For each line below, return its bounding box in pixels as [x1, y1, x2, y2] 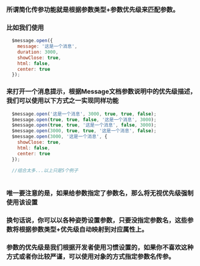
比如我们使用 [6, 23, 45, 32]
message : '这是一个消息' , [17, 43, 77, 50]
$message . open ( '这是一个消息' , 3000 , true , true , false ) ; [12, 111, 157, 117]
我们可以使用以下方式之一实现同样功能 [6, 97, 119, 105]
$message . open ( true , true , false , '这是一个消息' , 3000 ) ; [12, 116, 157, 123]
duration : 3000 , [17, 49, 59, 55]
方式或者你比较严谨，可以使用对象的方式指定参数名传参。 [6, 252, 175, 260]
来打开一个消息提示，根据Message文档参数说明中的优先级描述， [6, 87, 197, 96]
